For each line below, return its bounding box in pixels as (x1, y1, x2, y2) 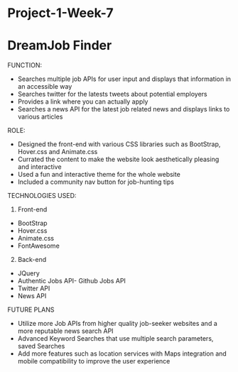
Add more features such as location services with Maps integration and (17, 349, 227, 358)
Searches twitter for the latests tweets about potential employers (17, 90, 207, 99)
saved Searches (17, 342, 65, 351)
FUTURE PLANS (7, 305, 55, 314)
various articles (17, 112, 63, 121)
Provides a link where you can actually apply (17, 97, 148, 106)
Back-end (17, 256, 47, 264)
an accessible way (17, 82, 72, 91)
